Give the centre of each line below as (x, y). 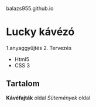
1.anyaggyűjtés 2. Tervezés (39, 48)
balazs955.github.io (30, 8)
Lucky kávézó (40, 32)
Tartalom (23, 84)
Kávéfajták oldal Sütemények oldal (48, 98)
